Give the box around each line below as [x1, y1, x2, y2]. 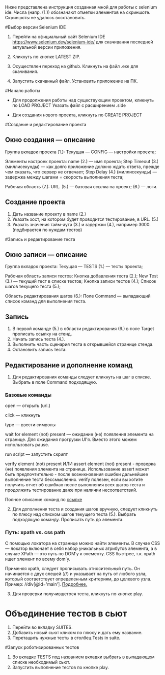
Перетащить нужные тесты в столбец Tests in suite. [12, 635, 121, 641]
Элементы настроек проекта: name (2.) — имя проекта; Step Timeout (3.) [5, 158, 159, 164]
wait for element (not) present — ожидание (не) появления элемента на [5, 431, 154, 438]
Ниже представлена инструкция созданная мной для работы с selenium [5, 4, 157, 10]
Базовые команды [5, 391, 52, 398]
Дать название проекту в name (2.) [12, 211, 86, 217]
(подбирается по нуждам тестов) [12, 227, 82, 233]
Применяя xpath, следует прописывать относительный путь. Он [5, 565, 140, 571]
